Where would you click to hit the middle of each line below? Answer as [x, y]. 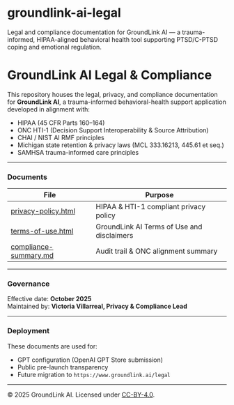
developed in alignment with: [49, 109]
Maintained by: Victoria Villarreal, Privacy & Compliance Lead [97, 306]
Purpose [159, 195]
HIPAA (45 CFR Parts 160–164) [61, 123]
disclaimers [115, 236]
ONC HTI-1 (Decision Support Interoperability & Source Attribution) [113, 130]
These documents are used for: [52, 346]
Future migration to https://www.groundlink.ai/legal [94, 374]
